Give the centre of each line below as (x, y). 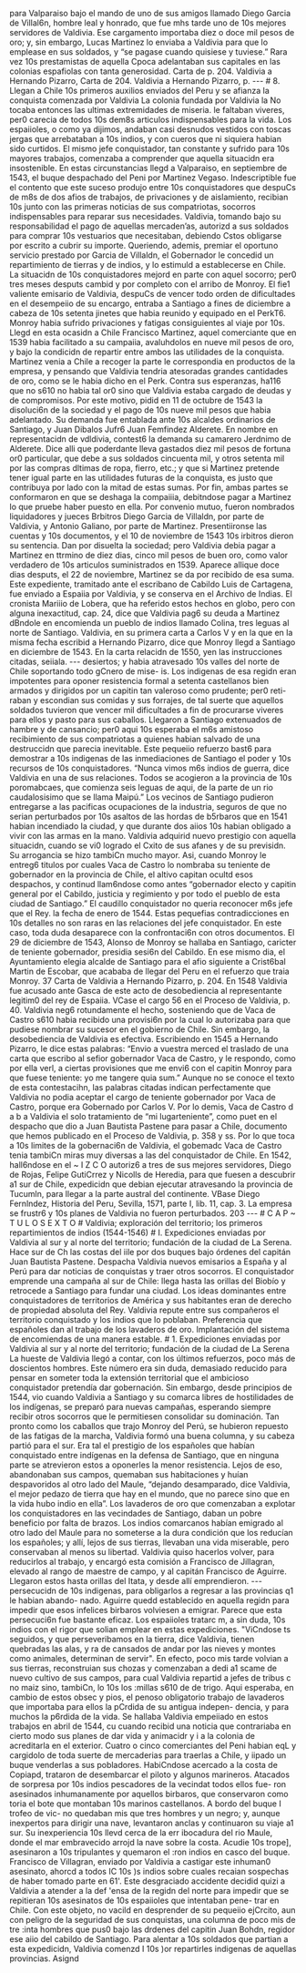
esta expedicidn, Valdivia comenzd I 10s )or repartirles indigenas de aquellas (153, 1949)
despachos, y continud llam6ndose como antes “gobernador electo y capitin (153, 884)
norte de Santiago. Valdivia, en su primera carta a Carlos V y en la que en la (151, 633)
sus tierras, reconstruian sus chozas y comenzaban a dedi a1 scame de (143, 1668)
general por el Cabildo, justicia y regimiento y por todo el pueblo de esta (145, 894)
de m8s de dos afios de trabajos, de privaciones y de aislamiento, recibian (149, 197)
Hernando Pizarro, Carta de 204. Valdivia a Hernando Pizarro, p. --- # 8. (145, 81)
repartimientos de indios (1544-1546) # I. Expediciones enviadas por (138, 1232)
